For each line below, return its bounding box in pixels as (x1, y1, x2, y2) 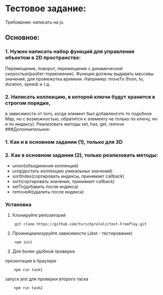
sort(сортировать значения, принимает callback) (12, 179, 115, 185)
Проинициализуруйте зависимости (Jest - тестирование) (12, 230, 133, 236)
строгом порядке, (5, 99, 51, 106)
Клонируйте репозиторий (12, 212, 66, 218)
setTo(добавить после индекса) (12, 184, 79, 189)
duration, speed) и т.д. (5, 81, 51, 87)
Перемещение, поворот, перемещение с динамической (5, 65, 123, 71)
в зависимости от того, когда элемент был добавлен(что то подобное (5, 110, 152, 116)
